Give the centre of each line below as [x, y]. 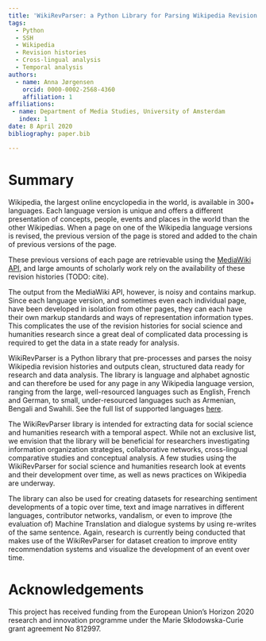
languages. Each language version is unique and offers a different [116, 210]
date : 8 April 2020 [40, 126]
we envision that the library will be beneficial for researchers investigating [129, 441]
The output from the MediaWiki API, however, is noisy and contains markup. [132, 292]
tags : [17, 23]
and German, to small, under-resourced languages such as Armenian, [122, 400]
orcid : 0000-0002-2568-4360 [69, 89]
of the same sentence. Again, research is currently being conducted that [127, 532]
